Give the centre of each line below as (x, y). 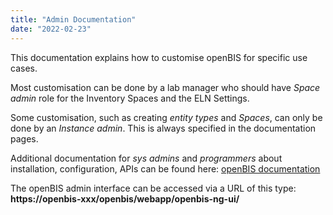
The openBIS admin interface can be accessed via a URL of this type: (153, 188)
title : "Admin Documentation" (73, 19)
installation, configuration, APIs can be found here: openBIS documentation (165, 168)
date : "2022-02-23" (51, 29)
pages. (24, 138)
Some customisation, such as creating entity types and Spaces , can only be (166, 117)
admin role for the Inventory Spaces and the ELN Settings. (130, 98)
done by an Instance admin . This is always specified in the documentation (163, 128)
